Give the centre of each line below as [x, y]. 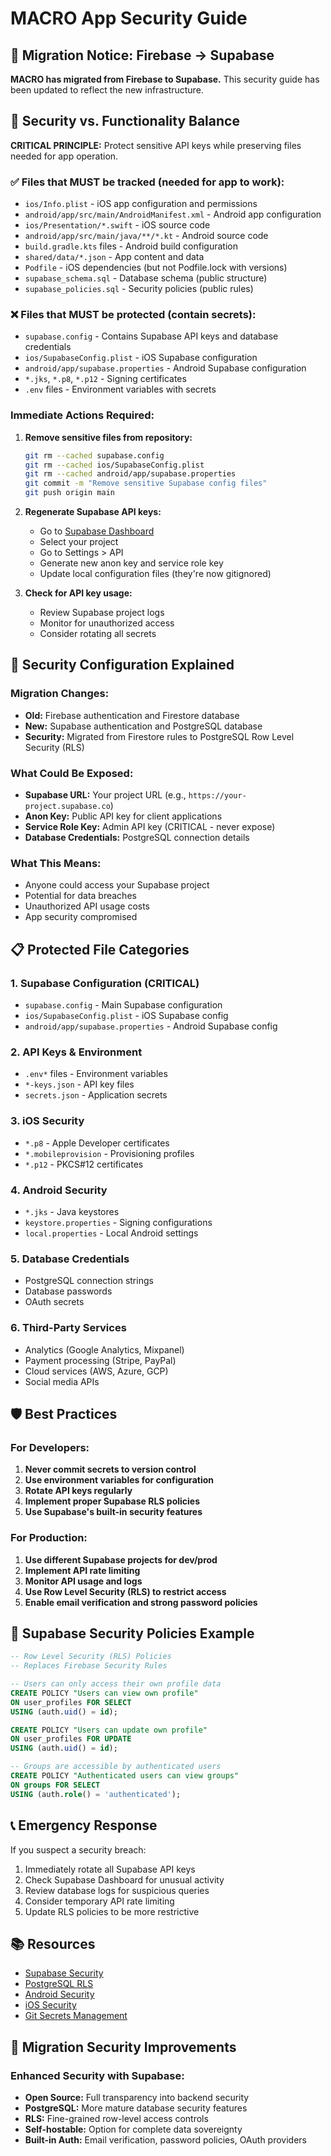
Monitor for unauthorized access [107, 623]
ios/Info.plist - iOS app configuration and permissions [141, 204]
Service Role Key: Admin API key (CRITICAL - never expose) [150, 827]
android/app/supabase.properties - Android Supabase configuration [165, 368]
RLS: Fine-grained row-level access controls [116, 2119]
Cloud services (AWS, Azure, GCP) [96, 1371]
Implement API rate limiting [82, 1570]
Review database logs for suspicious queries [117, 1890]
